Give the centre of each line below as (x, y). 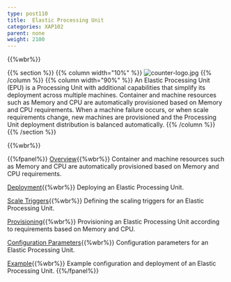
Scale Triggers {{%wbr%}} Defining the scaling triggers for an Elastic (106, 201)
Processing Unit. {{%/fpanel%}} (53, 271)
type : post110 (28, 14)
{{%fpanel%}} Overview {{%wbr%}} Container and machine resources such (116, 159)
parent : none (26, 33)
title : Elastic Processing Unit (56, 20)
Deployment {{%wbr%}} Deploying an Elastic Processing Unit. (96, 187)
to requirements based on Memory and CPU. (71, 229)
